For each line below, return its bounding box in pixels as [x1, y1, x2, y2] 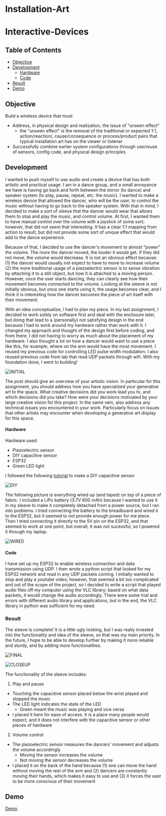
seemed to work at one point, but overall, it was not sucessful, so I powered [5, 523, 160, 529]
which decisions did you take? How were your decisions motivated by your [5, 394, 158, 400]
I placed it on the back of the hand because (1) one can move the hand [12, 762, 157, 768]
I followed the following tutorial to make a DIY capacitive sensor [5, 473, 135, 479]
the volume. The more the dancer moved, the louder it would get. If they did [5, 249, 160, 255]
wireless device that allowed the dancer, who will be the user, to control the [5, 197, 159, 203]
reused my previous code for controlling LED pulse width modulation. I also [5, 348, 159, 354]
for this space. [5, 415, 35, 421]
